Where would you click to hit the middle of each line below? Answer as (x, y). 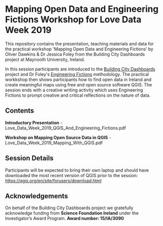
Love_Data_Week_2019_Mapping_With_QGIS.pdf (54, 143)
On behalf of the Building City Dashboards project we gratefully (69, 208)
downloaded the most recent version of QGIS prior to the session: (72, 175)
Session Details (29, 158)
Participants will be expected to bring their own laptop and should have (77, 170)
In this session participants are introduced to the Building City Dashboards (80, 69)
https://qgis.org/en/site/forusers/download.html (53, 181)
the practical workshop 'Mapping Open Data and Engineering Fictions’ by (79, 49)
